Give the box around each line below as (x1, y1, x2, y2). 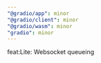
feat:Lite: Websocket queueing (7, 48, 95, 56)
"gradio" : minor (7, 29, 54, 36)
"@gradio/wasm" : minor (7, 23, 73, 29)
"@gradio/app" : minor (7, 10, 70, 17)
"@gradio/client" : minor (7, 16, 79, 23)
